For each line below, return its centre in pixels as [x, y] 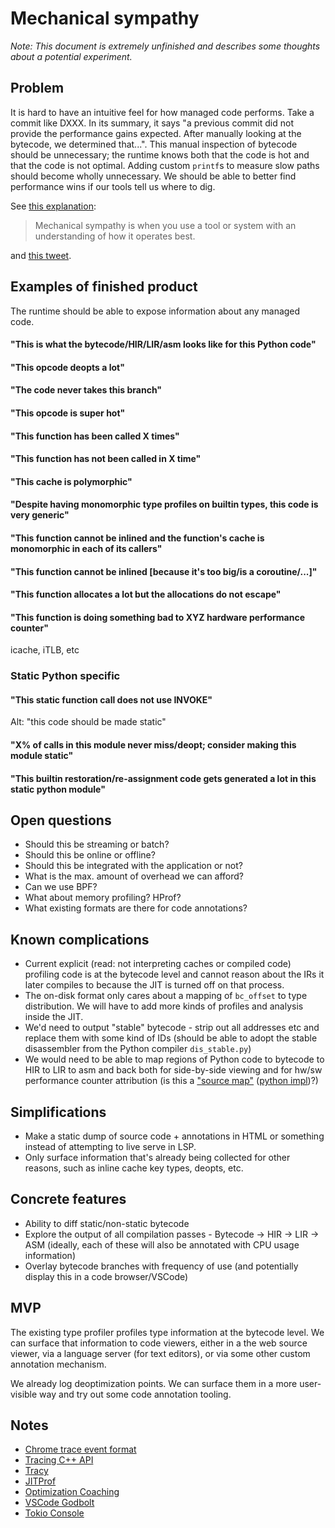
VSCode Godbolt [59, 1503]
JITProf [40, 1481]
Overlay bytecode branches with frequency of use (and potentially [161, 1266]
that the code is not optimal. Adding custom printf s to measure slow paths [165, 165]
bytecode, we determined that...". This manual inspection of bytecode [154, 144]
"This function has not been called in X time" [106, 459]
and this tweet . [41, 255]
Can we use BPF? [61, 887]
